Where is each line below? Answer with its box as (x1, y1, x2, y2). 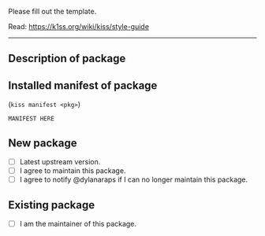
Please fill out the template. (8, 7, 97, 16)
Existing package (8, 198, 95, 212)
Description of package (8, 52, 126, 65)
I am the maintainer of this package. (19, 219, 136, 229)
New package (8, 136, 77, 149)
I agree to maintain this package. (19, 166, 126, 175)
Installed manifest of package (8, 79, 158, 92)
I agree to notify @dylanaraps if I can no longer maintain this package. (19, 175, 248, 184)
